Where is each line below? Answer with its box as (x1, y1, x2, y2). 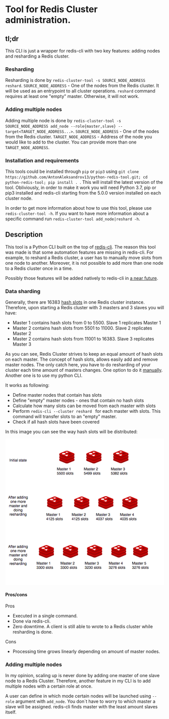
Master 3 (12, 341, 32, 347)
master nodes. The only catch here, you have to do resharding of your (5, 362, 151, 367)
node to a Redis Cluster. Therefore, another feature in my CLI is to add (5, 678, 151, 684)
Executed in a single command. (12, 612, 78, 618)
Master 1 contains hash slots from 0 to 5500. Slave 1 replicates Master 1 (12, 320, 161, 325)
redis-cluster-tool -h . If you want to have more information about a (5, 210, 149, 216)
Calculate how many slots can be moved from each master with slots (12, 403, 156, 409)
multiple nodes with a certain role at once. (5, 683, 93, 689)
